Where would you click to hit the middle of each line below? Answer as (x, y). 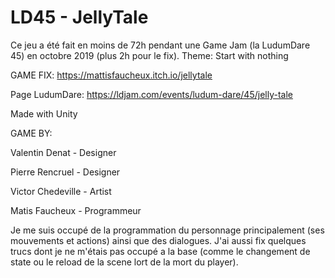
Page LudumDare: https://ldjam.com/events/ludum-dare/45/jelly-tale (151, 94)
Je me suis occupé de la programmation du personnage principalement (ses (167, 230)
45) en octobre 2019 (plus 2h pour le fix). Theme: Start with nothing (149, 55)
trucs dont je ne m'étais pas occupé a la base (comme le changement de (160, 251)
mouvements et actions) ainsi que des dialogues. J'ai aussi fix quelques (158, 240)
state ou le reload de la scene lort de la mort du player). (124, 262)
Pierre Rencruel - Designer (65, 172)
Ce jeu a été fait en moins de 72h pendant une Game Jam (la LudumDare (160, 45)
